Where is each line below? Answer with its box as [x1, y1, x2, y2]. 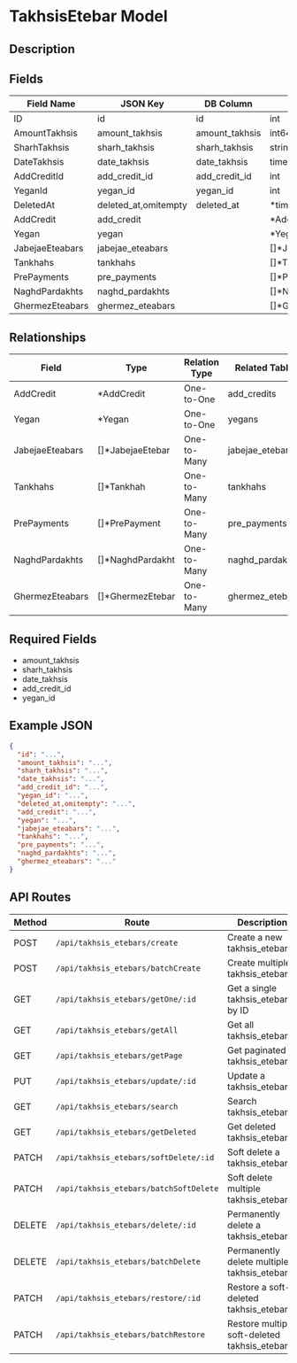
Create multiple [226, 956, 292, 969]
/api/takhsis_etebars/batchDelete [56, 1256, 202, 1266]
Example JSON [9, 718, 93, 733]
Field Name [26, 97, 76, 110]
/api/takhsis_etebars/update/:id [56, 1076, 196, 1086]
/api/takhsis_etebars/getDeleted [56, 1127, 196, 1137]
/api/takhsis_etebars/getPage [56, 1050, 183, 1060]
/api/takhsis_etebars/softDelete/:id [56, 1152, 215, 1162]
